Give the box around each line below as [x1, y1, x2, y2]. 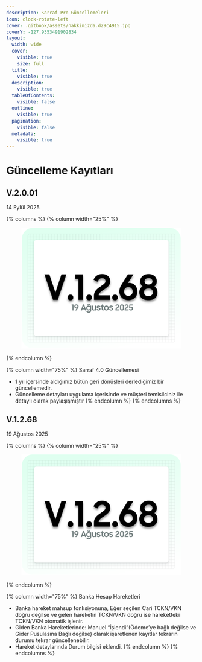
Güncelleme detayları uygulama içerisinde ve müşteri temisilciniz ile [14, 390, 183, 398]
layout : [6, 35, 26, 42]
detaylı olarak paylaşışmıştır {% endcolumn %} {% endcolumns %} [14, 397, 181, 404]
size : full [17, 60, 45, 66]
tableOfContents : [11, 92, 55, 99]
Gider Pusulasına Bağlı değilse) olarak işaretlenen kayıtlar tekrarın [14, 630, 178, 637]
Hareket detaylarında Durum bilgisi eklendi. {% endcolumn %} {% [14, 643, 178, 650]
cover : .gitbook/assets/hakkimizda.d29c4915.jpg [6, 22, 131, 28]
